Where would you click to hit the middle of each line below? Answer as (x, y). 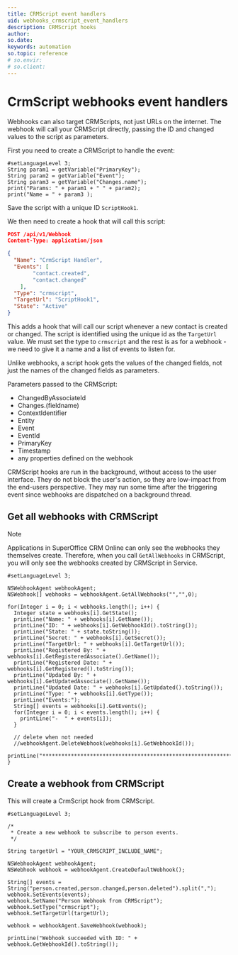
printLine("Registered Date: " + (63, 663)
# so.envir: (25, 60)
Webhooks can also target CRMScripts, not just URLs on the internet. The (114, 121)
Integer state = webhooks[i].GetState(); (76, 613)
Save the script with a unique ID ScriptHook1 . (73, 207)
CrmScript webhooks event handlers (118, 102)
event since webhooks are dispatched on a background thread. (100, 495)
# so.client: (27, 67)
